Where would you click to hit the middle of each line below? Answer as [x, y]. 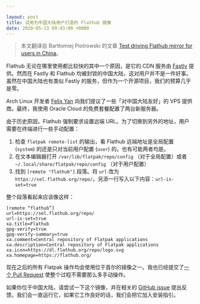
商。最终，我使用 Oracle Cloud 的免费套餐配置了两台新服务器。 [84, 109]
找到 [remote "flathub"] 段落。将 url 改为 [67, 172]
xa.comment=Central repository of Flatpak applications [77, 240]
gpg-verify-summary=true [37, 235]
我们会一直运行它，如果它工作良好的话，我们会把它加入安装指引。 [98, 295]
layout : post [22, 17]
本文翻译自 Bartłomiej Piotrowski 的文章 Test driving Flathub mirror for [107, 46]
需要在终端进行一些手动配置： [43, 129]
